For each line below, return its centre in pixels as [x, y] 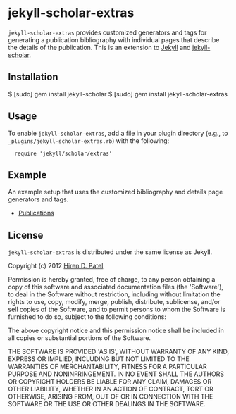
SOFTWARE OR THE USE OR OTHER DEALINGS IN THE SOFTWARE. [107, 404]
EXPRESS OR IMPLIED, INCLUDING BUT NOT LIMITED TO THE [99, 359]
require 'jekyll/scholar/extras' [63, 153]
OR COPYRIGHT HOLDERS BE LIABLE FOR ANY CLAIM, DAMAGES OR [110, 382]
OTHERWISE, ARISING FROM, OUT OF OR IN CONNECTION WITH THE [111, 396]
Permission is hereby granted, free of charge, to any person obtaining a [112, 280]
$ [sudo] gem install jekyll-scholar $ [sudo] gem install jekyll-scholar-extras [118, 94]
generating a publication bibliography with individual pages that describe [114, 39]
